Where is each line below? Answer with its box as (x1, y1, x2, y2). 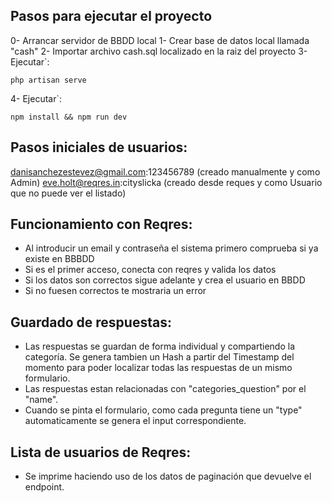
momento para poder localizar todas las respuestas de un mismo (24, 362, 293, 374)
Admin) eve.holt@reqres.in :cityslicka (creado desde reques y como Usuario (10, 176, 323, 188)
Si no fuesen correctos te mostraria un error (24, 285, 207, 297)
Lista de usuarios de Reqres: (10, 444, 192, 461)
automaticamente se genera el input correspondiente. (24, 415, 247, 427)
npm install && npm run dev (10, 112, 128, 122)
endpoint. (24, 481, 65, 493)
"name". (24, 394, 59, 406)
